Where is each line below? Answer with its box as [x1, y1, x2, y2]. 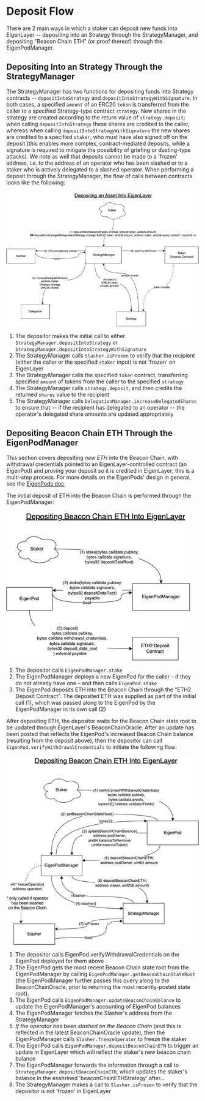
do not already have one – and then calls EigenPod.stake [15, 679, 157, 686]
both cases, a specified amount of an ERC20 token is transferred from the [6, 100, 189, 108]
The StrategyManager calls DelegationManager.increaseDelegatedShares [15, 397, 197, 405]
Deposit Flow [6, 4, 74, 18]
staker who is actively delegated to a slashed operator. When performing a [6, 165, 194, 173]
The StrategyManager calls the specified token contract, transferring [15, 371, 188, 378]
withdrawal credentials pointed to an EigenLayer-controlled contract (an [6, 460, 187, 468]
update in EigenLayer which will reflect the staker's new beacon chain [15, 1048, 191, 1056]
